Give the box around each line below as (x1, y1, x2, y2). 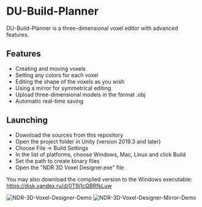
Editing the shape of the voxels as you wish (15, 78, 125, 85)
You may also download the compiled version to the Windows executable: (6, 175, 193, 183)
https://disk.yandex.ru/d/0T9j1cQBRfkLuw (6, 182, 112, 189)
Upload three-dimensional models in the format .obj (15, 90, 146, 98)
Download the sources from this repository (15, 131, 124, 139)
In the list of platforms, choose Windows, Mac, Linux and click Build (15, 151, 186, 158)
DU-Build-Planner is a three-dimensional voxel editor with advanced (6, 24, 179, 32)
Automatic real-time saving (15, 97, 84, 104)
